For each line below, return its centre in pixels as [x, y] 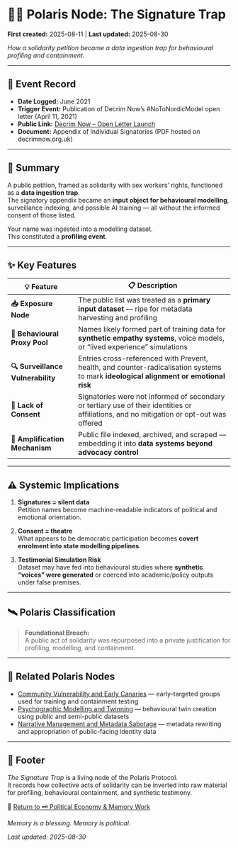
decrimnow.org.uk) [45, 139]
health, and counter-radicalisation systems [149, 368]
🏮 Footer [26, 761]
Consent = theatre [45, 531]
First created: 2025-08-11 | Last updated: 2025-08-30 [88, 34]
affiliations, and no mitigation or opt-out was [152, 414]
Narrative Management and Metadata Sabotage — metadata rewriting [119, 724]
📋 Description [153, 286]
